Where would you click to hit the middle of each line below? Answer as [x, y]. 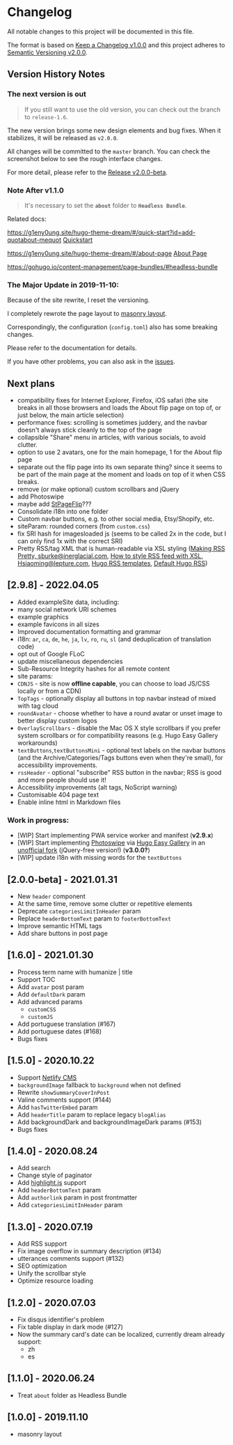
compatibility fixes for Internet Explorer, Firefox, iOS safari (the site [113, 400]
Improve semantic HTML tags [59, 925]
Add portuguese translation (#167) [66, 1024]
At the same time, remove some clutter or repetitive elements [105, 903]
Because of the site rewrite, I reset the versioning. [79, 300]
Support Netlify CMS [47, 1077]
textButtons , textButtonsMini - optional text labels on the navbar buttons [121, 750]
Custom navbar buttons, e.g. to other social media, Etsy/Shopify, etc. [116, 519]
